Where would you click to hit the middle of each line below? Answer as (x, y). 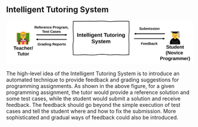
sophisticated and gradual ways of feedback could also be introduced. (92, 118)
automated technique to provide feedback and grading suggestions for (92, 80)
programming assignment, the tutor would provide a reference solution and (98, 92)
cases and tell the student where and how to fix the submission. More (91, 111)
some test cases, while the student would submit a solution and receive (93, 99)
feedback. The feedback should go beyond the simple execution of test (93, 105)
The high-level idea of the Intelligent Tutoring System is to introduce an (93, 74)
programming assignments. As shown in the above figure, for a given (90, 86)
